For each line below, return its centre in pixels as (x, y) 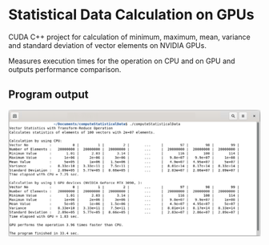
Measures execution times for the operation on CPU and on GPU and (122, 61)
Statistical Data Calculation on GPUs (131, 15)
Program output (49, 95)
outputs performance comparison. (65, 69)
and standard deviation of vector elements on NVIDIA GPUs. (107, 45)
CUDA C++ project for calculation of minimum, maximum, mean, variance (129, 37)
